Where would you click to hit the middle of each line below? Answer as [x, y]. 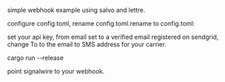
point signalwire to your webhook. [56, 71]
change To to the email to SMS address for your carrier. [87, 44]
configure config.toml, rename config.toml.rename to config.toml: [101, 23]
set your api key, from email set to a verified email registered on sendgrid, [113, 37]
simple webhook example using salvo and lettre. [76, 10]
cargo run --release [36, 58]
